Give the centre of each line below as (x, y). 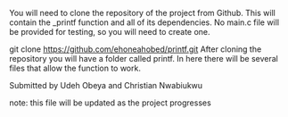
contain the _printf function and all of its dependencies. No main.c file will (144, 22)
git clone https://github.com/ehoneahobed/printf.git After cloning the (136, 49)
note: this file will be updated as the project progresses (110, 103)
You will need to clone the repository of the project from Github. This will (143, 13)
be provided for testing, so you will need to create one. (110, 32)
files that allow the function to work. (75, 68)
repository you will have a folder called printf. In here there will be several (144, 58)
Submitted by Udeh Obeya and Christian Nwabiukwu (106, 85)
